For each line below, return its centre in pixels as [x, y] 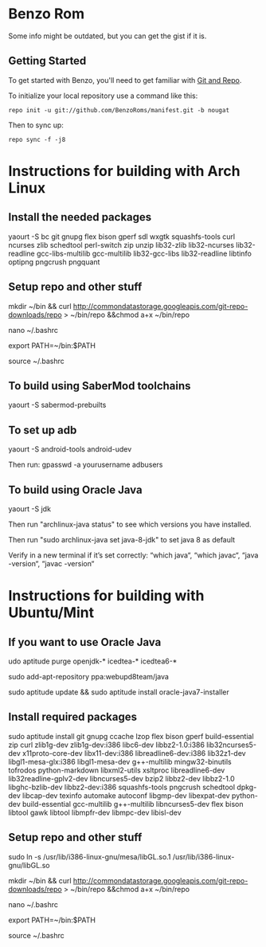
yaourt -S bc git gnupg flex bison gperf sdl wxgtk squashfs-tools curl [122, 237]
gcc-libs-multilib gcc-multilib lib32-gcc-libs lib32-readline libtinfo [144, 253]
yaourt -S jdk [30, 509]
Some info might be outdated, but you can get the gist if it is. [108, 36]
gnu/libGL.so [29, 865]
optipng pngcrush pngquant [54, 262]
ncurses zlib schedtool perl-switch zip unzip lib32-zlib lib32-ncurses [121, 245]
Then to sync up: [36, 125]
